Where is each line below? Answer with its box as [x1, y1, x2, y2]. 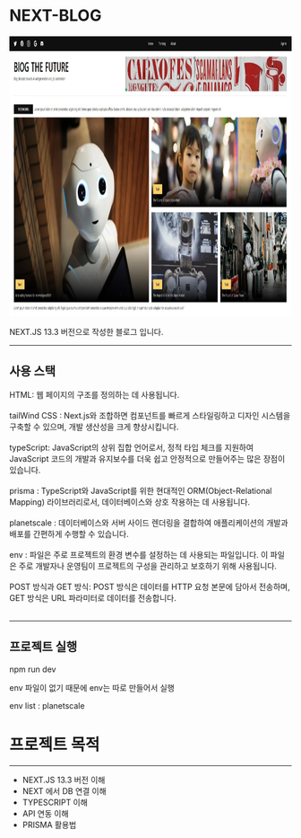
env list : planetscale [9, 700, 85, 710]
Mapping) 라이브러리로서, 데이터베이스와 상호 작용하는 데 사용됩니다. [9, 496, 251, 507]
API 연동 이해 [21, 807, 69, 818]
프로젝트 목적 [9, 734, 100, 754]
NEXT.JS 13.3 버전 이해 [21, 774, 106, 785]
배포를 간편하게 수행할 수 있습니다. [9, 528, 129, 539]
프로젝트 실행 [9, 640, 78, 655]
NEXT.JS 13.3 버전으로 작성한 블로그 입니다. [9, 326, 164, 337]
